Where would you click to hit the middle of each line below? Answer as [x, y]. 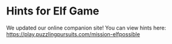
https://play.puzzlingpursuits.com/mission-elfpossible [73, 34]
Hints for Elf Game [53, 11]
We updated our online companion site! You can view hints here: [86, 28]
